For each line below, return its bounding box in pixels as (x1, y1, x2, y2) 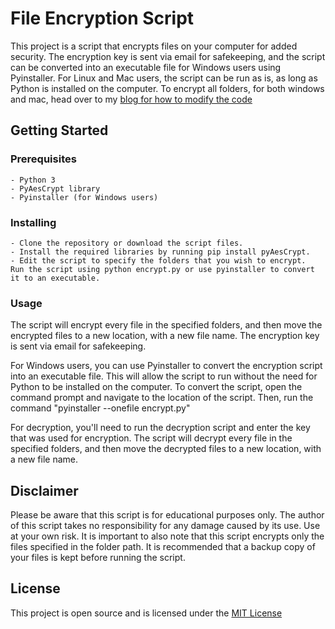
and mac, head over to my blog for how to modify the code (10, 93, 253, 105)
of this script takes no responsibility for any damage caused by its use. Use (10, 520, 321, 532)
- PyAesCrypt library (10, 183, 101, 194)
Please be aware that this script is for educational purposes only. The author (10, 509, 325, 521)
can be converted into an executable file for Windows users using (10, 61, 282, 73)
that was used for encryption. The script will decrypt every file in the (10, 432, 293, 444)
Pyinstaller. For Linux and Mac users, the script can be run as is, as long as (10, 72, 318, 84)
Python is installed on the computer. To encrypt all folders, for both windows (10, 82, 325, 94)
